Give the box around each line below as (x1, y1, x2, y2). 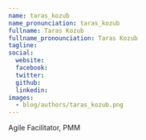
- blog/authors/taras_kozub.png (15, 101, 124, 109)
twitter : (15, 71, 45, 79)
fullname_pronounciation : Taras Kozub (8, 34, 138, 42)
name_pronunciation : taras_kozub (8, 19, 120, 27)
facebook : (15, 64, 48, 72)
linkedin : (15, 86, 48, 94)
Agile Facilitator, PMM (8, 123, 81, 133)
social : (8, 49, 34, 57)
